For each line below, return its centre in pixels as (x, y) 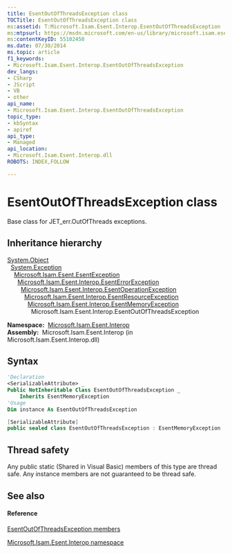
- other (18, 98)
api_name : (21, 104)
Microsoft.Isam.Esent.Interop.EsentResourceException (101, 297)
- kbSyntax (23, 123)
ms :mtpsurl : (24, 33)
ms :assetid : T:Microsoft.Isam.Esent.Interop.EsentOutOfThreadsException (114, 26)
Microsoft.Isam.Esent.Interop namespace (66, 542)
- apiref (20, 130)
